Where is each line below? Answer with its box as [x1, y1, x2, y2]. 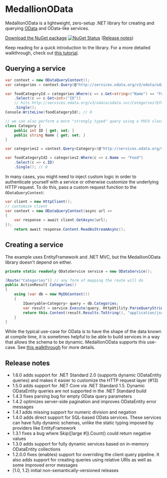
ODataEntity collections [12, 446, 61, 452]
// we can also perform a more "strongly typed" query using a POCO [5, 119, 150, 124]
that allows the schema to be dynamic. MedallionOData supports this [5, 339, 146, 345]
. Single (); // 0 [14, 164, 48, 169]
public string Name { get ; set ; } [14, 133, 85, 138]
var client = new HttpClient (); [5, 199, 72, 204]
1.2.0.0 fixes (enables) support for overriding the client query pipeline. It [12, 452, 160, 458]
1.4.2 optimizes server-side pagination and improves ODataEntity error [12, 399, 157, 405]
